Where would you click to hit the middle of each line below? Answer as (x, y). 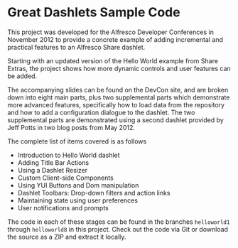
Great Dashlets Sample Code (94, 12)
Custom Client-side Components (65, 178)
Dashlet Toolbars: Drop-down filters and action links (94, 193)
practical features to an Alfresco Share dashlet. (76, 47)
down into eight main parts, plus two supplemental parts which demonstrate (119, 97)
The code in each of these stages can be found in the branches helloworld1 (119, 222)
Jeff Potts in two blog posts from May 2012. (71, 127)
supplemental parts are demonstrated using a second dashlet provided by (115, 120)
